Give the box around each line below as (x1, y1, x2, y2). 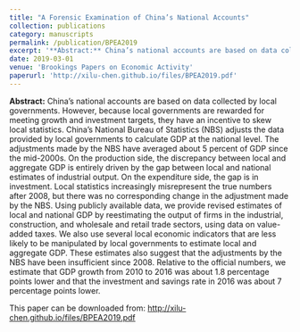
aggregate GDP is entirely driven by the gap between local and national (9, 162, 271, 172)
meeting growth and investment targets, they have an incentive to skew (9, 114, 272, 125)
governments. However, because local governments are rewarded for (9, 104, 265, 116)
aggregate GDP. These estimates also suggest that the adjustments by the (9, 247, 283, 258)
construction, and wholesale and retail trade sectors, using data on (9, 219, 255, 229)
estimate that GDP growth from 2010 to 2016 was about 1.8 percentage (9, 266, 270, 277)
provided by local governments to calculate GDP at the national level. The (9, 133, 279, 144)
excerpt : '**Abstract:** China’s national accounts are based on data (9, 46, 278, 55)
